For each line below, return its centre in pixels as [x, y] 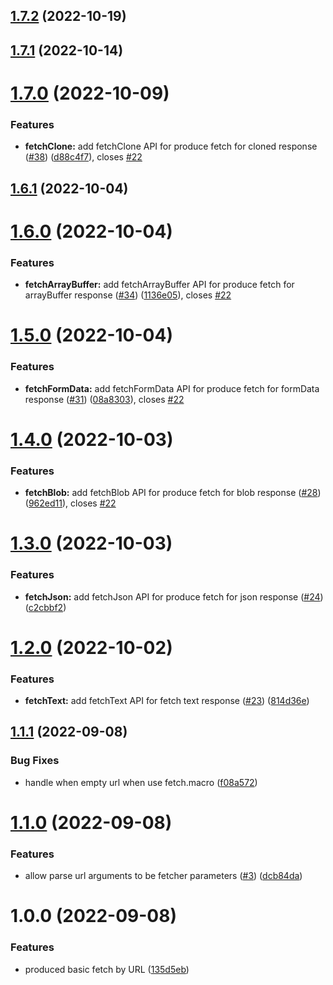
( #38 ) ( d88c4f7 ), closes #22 [83, 157]
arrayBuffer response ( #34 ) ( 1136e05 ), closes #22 [128, 295]
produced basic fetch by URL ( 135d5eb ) [107, 969]
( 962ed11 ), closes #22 [70, 503]
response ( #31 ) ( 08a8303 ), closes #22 [104, 399]
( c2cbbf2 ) [45, 607]
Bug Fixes [35, 761]
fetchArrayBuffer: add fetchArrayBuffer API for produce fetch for [159, 285]
